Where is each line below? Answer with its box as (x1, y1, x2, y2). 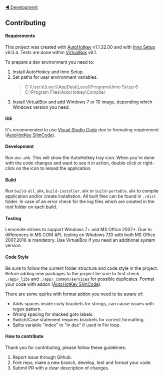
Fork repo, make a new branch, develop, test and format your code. (12, 359, 151, 365)
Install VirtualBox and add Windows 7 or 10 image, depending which (12, 99, 152, 105)
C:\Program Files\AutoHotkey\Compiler (24, 89, 105, 95)
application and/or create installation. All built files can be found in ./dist (5, 193, 156, 200)
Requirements (5, 33, 35, 39)
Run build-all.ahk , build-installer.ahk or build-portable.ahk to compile (5, 188, 158, 194)
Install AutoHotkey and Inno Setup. (12, 69, 84, 75)
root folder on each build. (5, 204, 57, 210)
